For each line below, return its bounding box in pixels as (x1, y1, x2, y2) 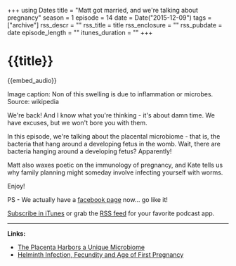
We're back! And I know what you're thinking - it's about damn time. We (7, 110, 216, 119)
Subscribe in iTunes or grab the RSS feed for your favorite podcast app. (7, 209, 215, 217)
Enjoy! (7, 182, 26, 190)
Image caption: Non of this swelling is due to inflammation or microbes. (7, 89, 214, 98)
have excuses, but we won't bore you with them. (7, 118, 147, 127)
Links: (7, 229, 26, 238)
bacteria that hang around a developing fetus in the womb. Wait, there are (7, 139, 221, 148)
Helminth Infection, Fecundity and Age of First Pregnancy (17, 250, 184, 259)
